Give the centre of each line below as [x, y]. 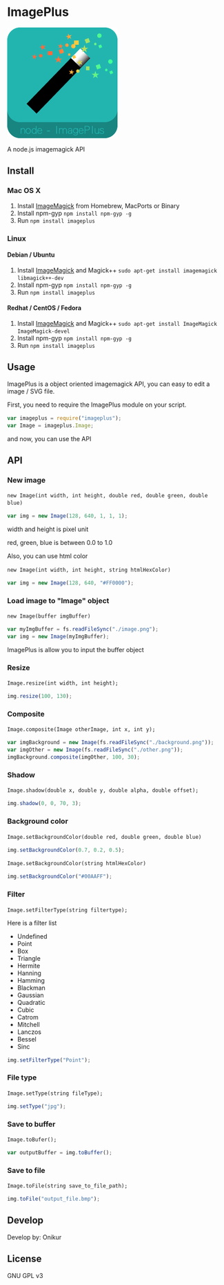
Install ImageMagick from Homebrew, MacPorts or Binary [98, 205]
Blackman [31, 988]
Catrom [28, 1017]
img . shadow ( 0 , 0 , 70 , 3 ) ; [44, 804]
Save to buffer [31, 1124]
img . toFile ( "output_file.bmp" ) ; [53, 1199]
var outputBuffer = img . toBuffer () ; [60, 1152]
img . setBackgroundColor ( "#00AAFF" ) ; [60, 877]
